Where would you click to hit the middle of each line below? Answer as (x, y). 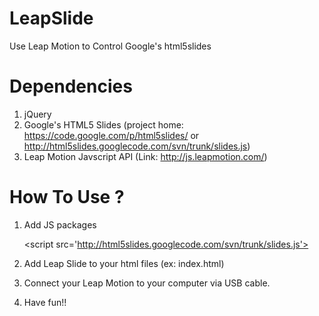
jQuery (37, 114)
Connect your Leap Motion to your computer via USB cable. (147, 283)
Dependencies (71, 86)
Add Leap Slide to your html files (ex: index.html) (124, 263)
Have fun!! (45, 302)
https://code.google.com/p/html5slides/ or (111, 135)
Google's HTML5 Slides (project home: (103, 124)
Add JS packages (60, 224)
